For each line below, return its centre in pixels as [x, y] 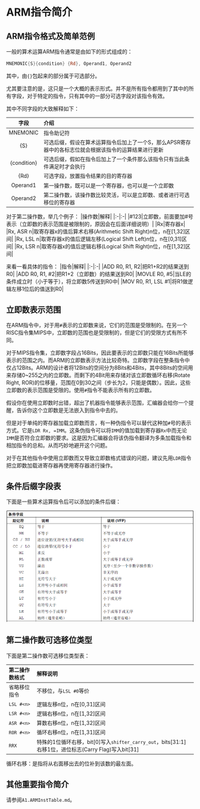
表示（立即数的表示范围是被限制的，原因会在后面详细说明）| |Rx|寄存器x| [96, 224]
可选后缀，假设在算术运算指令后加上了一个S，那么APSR [112, 142]
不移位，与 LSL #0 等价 [63, 691]
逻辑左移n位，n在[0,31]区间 [71, 704]
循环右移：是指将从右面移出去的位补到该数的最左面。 [71, 764]
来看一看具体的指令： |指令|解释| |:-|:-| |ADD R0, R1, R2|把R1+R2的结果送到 [98, 267]
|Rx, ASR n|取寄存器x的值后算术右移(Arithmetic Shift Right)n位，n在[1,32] [96, 232]
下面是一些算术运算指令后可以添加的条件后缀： [63, 502]
